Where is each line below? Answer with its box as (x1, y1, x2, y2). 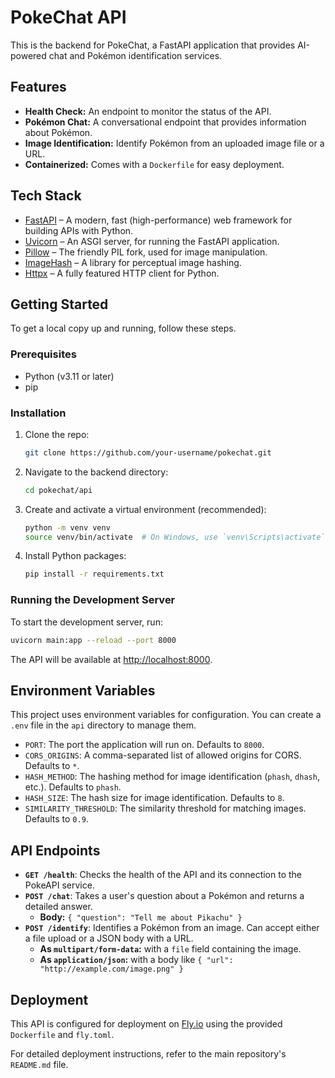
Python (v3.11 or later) (24, 370, 115, 382)
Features (10, 79, 67, 96)
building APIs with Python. (24, 224, 134, 236)
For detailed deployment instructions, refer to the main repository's (10, 1047, 287, 1060)
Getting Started (10, 296, 109, 313)
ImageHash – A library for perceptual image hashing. (24, 256, 242, 268)
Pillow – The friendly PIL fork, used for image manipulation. (24, 246, 268, 258)
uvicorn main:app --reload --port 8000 (10, 635, 177, 645)
